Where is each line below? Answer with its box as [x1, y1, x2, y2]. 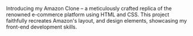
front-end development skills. [6, 23, 77, 30]
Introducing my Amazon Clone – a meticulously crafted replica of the [6, 5, 172, 12]
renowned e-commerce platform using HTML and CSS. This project [6, 11, 170, 18]
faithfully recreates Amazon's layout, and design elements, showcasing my [6, 17, 187, 24]
